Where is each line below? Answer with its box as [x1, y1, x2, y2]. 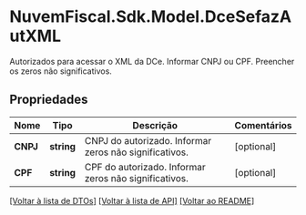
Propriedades [9, 92, 88, 107]
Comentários [234, 118, 292, 131]
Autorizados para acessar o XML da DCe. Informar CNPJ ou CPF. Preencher [9, 56, 295, 67]
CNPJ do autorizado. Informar [84, 134, 212, 147]
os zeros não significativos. [9, 66, 112, 77]
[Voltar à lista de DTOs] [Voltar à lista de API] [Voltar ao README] [9, 195, 255, 206]
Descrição [132, 118, 178, 131]
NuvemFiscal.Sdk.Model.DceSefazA [9, 6, 292, 27]
